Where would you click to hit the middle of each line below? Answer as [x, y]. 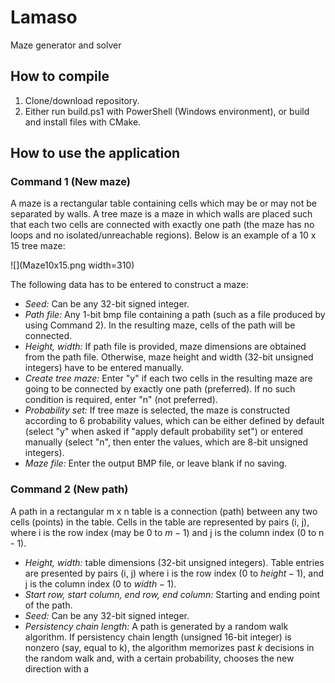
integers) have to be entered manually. [104, 368]
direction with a [57, 668]
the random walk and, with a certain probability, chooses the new [159, 658]
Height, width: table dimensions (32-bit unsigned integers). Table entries [174, 562]
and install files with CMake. [83, 122]
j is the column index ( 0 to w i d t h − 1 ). [100, 583]
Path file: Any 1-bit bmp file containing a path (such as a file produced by [175, 315]
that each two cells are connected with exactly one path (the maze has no [162, 225]
